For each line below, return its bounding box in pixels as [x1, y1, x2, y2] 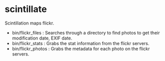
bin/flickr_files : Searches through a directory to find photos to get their [12, 29, 160, 35]
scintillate [5, 3, 47, 15]
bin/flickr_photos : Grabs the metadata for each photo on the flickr [12, 45, 150, 51]
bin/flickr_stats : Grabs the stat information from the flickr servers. [12, 40, 150, 46]
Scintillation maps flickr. [5, 20, 54, 26]
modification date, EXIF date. [12, 35, 73, 41]
